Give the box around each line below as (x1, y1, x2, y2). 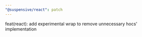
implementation (5, 26, 37, 32)
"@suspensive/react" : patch (5, 7, 63, 12)
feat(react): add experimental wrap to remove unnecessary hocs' (5, 21, 138, 27)
